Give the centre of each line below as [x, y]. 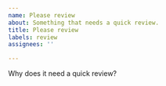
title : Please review [43, 30]
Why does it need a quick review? [63, 73]
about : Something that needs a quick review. [83, 23]
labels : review [33, 37]
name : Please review [42, 15]
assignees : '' [31, 45]
